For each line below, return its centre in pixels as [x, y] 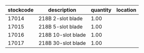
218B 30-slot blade [62, 43]
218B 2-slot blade [61, 18]
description [62, 10]
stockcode [21, 10]
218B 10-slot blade [62, 35]
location [127, 10]
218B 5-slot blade [61, 26]
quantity [101, 10]
